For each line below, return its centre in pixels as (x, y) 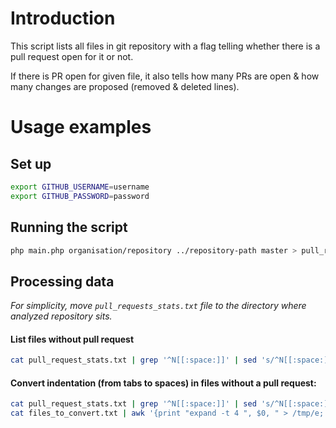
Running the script (69, 227)
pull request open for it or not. (72, 56)
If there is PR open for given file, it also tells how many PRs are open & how (165, 76)
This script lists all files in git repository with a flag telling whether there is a (165, 46)
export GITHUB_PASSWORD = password (80, 196)
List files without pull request (72, 339)
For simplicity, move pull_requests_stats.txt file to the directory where (158, 306)
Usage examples (81, 127)
